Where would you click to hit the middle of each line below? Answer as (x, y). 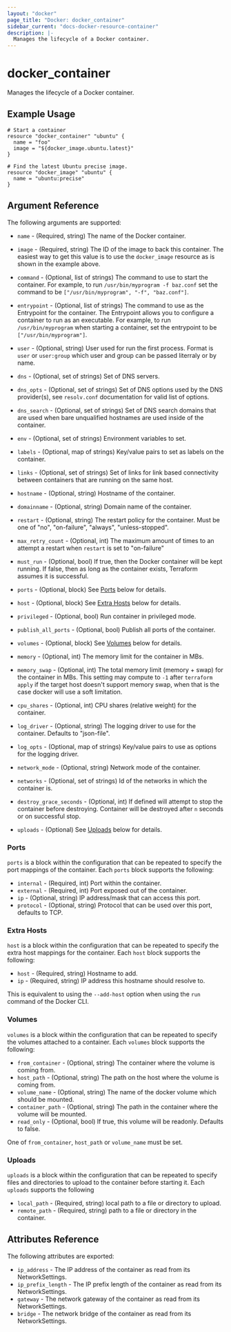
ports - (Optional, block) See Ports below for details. (92, 589)
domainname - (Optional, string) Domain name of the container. (104, 506)
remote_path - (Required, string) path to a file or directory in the (107, 1210)
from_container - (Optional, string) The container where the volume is (116, 1063)
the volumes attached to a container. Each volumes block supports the (106, 1042)
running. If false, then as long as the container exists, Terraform (107, 569)
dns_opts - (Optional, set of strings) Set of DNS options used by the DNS (120, 389)
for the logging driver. (48, 754)
